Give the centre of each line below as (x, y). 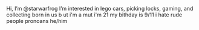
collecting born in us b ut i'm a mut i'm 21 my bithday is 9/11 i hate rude (94, 15)
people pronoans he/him (37, 21)
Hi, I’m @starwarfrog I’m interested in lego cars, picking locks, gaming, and (100, 9)
